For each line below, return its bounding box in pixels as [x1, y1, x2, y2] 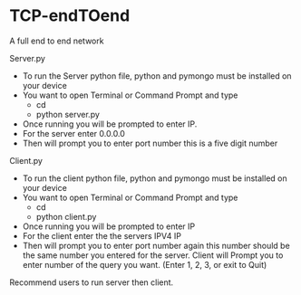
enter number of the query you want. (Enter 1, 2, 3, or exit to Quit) [22, 259, 267, 270]
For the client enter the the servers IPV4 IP [22, 230, 181, 241]
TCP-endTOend [9, 5, 131, 26]
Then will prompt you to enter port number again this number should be [22, 240, 290, 251]
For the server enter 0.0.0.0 [22, 128, 125, 138]
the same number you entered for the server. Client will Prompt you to [22, 250, 284, 261]
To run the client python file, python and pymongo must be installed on [22, 173, 287, 184]
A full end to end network [9, 35, 104, 46]
